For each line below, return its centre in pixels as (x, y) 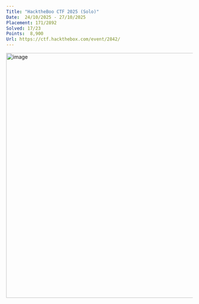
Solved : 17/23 (24, 28)
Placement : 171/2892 (32, 23)
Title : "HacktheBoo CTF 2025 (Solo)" (53, 12)
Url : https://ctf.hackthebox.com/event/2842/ (63, 39)
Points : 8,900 (25, 34)
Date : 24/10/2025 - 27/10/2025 (46, 17)
